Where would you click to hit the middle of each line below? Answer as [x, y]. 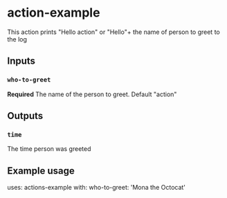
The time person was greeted [49, 149]
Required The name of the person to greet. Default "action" [92, 94]
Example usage [41, 171]
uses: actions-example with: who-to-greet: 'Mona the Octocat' [96, 188]
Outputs [25, 116]
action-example [54, 13]
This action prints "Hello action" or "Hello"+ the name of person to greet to [113, 32]
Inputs [21, 61]
